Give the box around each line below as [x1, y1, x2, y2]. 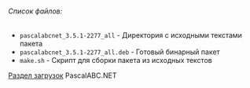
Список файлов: [8, 6, 63, 16]
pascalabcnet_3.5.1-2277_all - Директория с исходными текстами [19, 31, 242, 40]
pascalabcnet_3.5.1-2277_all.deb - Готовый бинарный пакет [19, 47, 220, 57]
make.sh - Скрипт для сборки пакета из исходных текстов [19, 56, 212, 65]
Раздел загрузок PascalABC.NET [8, 71, 117, 80]
